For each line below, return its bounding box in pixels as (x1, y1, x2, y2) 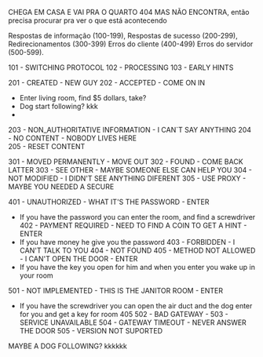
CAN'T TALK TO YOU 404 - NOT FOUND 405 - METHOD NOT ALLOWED (19, 246, 256, 255)
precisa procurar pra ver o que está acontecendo (8, 16, 167, 25)
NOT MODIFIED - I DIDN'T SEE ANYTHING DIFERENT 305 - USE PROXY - (8, 173, 247, 183)
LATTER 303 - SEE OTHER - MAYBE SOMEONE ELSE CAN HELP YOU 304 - (8, 166, 253, 174)
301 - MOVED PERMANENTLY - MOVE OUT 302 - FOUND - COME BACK (8, 157, 243, 166)
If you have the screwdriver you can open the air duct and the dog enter (19, 301, 253, 310)
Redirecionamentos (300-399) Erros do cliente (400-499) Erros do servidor (8, 39, 254, 49)
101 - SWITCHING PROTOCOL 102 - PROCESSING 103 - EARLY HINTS (8, 63, 234, 72)
